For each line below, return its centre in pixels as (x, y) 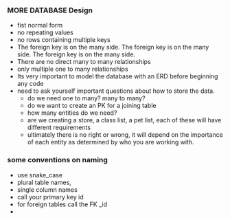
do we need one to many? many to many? (86, 98)
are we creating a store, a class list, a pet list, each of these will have (124, 120)
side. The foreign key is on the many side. (76, 54)
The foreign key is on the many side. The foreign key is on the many (113, 47)
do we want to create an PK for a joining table (92, 106)
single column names (47, 189)
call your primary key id (50, 197)
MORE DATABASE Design (50, 10)
